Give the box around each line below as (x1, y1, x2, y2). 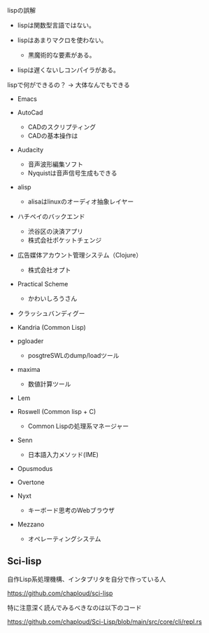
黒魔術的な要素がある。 (27, 51, 96, 59)
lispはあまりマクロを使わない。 (17, 36, 108, 44)
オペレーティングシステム (27, 535, 101, 542)
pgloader (17, 337, 44, 345)
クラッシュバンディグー (17, 309, 85, 317)
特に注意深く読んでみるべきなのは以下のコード (7, 603, 142, 612)
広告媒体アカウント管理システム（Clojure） (17, 251, 143, 259)
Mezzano (17, 520, 45, 528)
